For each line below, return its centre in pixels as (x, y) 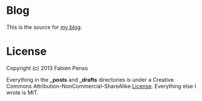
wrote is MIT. (23, 92)
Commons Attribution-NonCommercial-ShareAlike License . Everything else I (101, 86)
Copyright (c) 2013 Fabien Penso (47, 68)
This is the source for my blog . (44, 27)
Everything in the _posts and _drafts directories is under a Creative (90, 79)
